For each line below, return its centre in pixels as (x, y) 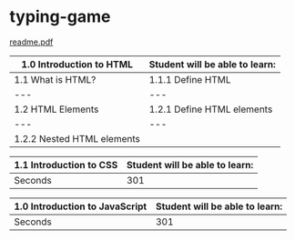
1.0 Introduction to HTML (77, 64)
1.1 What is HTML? (55, 79)
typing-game (60, 17)
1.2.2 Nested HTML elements (77, 138)
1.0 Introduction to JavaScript (81, 206)
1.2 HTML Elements (56, 109)
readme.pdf (31, 42)
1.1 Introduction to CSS (66, 165)
